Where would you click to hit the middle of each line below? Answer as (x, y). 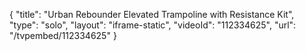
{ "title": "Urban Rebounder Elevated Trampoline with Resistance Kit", (152, 14)
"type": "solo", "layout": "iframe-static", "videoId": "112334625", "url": (153, 25)
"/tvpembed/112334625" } (63, 35)
